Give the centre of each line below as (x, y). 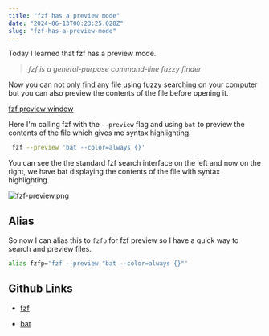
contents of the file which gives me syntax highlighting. (100, 133)
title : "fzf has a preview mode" (64, 16)
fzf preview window (41, 109)
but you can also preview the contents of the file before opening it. (118, 93)
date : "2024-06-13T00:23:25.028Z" (66, 23)
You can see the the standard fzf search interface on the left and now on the (134, 163)
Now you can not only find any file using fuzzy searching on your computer (133, 84)
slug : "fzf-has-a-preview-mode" (62, 31)
